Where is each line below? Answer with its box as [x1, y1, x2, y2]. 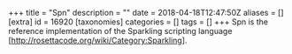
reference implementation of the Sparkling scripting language [8, 26, 233, 36]
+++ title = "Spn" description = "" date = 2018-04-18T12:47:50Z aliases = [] [8, 8, 284, 17]
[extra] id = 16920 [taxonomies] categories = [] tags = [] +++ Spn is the [8, 17, 269, 27]
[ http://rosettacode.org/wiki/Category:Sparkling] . [8, 35, 188, 45]
